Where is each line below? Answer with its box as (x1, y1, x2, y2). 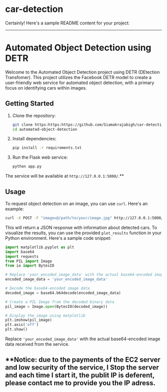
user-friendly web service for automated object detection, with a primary (5, 80, 155, 86)
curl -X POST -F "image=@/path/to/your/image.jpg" (5, 215, 112, 220)
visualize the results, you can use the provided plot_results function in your (5, 230, 162, 236)
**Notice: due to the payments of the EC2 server (5, 356, 161, 364)
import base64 (5, 249, 35, 254)
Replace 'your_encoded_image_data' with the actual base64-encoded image (5, 336, 161, 342)
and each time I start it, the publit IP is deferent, (5, 371, 155, 380)
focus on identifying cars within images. (5, 85, 87, 91)
